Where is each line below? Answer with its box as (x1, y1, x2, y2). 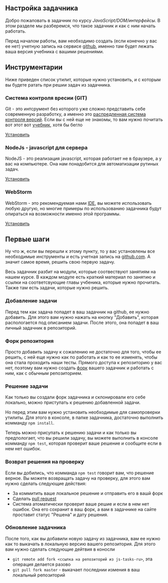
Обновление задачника (5, 524, 66, 531)
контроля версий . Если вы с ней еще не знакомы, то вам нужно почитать (5, 116, 163, 122)
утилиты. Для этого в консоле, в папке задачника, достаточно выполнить (5, 414, 163, 421)
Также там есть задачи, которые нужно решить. (5, 285, 109, 291)
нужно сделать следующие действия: (5, 480, 87, 486)
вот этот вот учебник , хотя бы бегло (5, 122, 83, 128)
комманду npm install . (5, 420, 55, 426)
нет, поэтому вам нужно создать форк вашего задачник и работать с (5, 365, 154, 371)
